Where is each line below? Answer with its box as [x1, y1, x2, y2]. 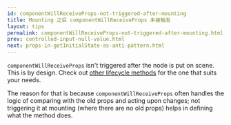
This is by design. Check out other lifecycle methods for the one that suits [7, 68, 217, 77]
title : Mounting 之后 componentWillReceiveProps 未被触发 [7, 17, 171, 23]
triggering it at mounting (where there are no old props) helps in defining [7, 104, 213, 112]
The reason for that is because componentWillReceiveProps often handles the [7, 89, 225, 97]
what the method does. [7, 111, 73, 119]
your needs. [7, 76, 41, 84]
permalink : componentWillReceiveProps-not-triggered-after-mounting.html [7, 29, 224, 37]
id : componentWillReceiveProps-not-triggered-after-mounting [7, 10, 187, 17]
